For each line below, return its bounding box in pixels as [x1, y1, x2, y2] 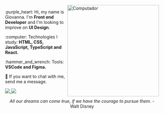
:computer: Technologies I [5, 34, 58, 39]
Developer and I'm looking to [5, 19, 64, 25]
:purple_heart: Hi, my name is [5, 9, 64, 15]
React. [5, 50, 19, 55]
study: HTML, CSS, [5, 39, 44, 45]
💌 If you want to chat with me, [5, 74, 65, 79]
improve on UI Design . [5, 24, 50, 30]
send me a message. [5, 79, 47, 84]
